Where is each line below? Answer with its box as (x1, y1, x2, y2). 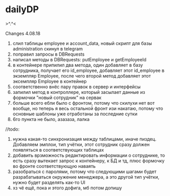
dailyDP (5, 4, 39, 15)
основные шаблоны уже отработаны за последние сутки (12, 111, 138, 117)
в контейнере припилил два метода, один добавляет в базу (12, 62, 143, 68)
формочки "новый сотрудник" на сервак (12, 94, 102, 101)
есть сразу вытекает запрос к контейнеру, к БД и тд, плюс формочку (12, 157, 165, 164)
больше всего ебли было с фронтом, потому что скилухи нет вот (12, 100, 155, 106)
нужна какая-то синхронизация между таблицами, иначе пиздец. (12, 136, 157, 142)
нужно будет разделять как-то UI (12, 179, 86, 185)
